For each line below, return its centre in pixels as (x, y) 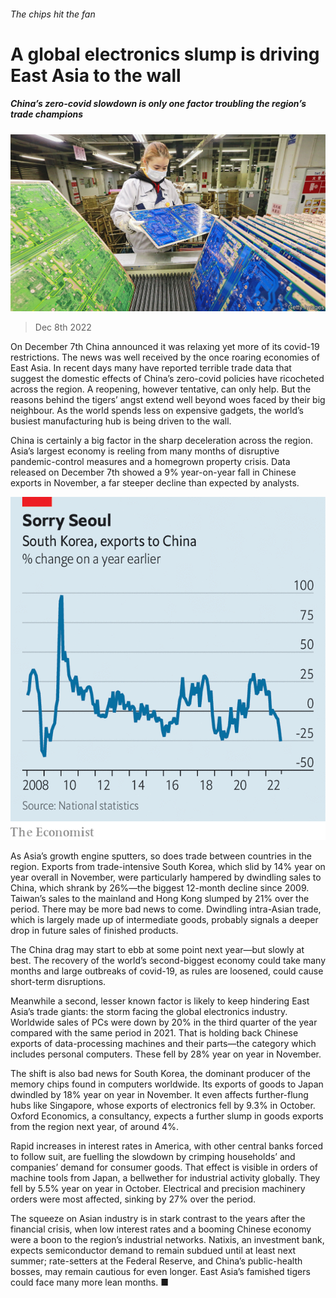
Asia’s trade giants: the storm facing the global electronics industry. (149, 1011)
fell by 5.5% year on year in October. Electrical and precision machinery (158, 1188)
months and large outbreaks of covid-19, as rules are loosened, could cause (167, 971)
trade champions (47, 114)
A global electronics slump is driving (165, 54)
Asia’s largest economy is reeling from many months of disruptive (145, 451)
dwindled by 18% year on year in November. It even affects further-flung (159, 1094)
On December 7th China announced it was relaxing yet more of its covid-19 (165, 347)
